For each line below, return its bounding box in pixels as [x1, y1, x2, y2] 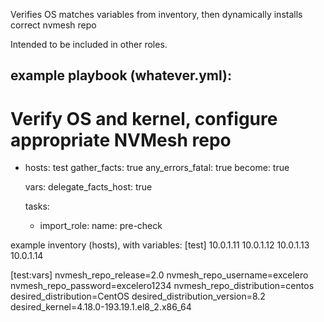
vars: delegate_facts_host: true [24, 181, 153, 193]
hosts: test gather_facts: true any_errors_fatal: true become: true [24, 162, 290, 174]
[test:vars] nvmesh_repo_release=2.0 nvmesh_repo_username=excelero [10, 269, 309, 281]
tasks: [24, 200, 50, 213]
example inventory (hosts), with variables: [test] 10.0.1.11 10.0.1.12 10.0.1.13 [10, 239, 310, 251]
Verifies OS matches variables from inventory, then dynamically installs [10, 9, 303, 20]
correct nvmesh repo [10, 19, 97, 31]
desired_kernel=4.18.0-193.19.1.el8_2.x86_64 [10, 301, 192, 313]
